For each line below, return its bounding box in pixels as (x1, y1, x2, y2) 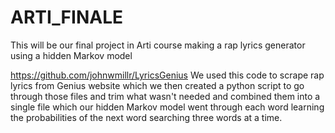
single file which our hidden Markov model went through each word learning (10, 101, 325, 113)
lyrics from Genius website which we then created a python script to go (10, 79, 305, 91)
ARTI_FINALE (10, 6, 124, 29)
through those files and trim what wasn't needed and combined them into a (10, 90, 321, 102)
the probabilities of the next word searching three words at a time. (10, 111, 283, 123)
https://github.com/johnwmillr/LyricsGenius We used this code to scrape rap (10, 69, 325, 81)
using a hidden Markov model (10, 49, 133, 61)
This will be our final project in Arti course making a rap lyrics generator (10, 39, 306, 51)
